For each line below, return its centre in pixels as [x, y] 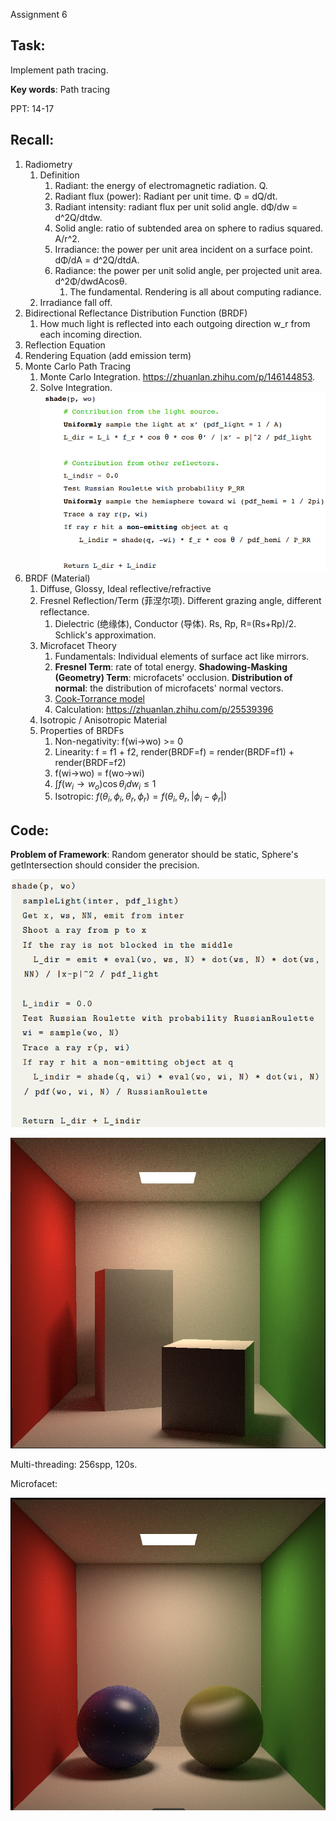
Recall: [32, 140]
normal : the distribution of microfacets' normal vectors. [169, 688]
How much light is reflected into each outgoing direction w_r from [175, 323]
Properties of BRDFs [82, 730]
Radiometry [48, 164]
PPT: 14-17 [32, 108]
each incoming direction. [91, 334]
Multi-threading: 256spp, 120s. [74, 1465]
